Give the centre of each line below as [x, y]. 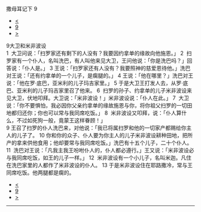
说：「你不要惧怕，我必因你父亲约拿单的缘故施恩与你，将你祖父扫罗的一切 [97, 105]
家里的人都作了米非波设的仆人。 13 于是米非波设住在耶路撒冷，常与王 [107, 165]
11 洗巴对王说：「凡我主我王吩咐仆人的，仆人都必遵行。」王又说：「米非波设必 [100, 150]
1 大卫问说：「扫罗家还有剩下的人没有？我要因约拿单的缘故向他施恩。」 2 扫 [99, 53]
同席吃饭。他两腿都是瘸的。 [40, 173]
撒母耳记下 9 [22, 9]
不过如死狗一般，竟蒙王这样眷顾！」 [61, 120]
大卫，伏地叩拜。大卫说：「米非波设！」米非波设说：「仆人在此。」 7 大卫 [100, 98]
